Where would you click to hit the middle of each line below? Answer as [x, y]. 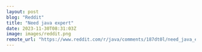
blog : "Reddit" [25, 17]
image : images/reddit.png [38, 34]
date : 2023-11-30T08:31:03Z [41, 28]
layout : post [23, 12]
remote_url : [21, 39]
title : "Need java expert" [40, 23]
